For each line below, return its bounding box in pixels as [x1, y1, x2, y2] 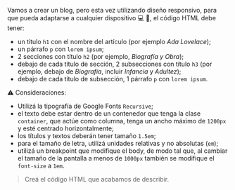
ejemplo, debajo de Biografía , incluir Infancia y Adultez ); [17, 67, 182, 76]
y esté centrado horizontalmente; [17, 124, 114, 133]
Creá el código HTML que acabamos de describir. [24, 175, 170, 183]
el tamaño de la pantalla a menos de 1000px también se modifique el [17, 154, 215, 162]
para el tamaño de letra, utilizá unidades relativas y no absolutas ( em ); [17, 140, 219, 147]
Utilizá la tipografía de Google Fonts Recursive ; [17, 102, 153, 110]
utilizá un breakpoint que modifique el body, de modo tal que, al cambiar [17, 147, 228, 155]
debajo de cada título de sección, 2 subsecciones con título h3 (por [17, 60, 212, 68]
